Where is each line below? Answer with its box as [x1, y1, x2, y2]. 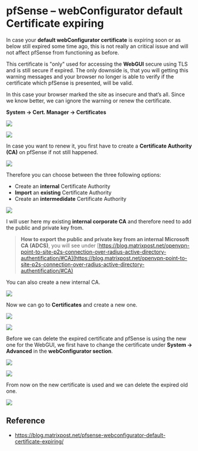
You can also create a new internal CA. [6, 279, 100, 286]
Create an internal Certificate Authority [14, 183, 111, 190]
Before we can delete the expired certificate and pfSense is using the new [6, 335, 187, 342]
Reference [6, 416, 46, 426]
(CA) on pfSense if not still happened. [6, 148, 99, 155]
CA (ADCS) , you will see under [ [20, 242, 99, 249]
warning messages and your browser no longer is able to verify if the [6, 73, 174, 80]
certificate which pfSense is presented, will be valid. [6, 79, 134, 87]
